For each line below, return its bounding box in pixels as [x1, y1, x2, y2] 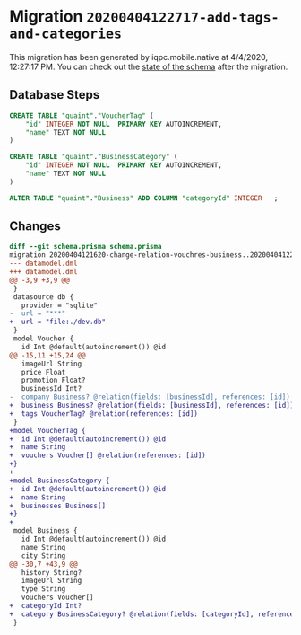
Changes [9, 218, 61, 234]
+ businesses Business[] [9, 501, 106, 510]
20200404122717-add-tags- [86, 9, 279, 26]
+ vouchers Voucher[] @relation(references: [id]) [9, 451, 206, 460]
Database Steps [9, 87, 100, 102]
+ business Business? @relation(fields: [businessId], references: [9, 401, 271, 410]
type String [21, 585, 66, 594]
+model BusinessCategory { [9, 476, 110, 485]
